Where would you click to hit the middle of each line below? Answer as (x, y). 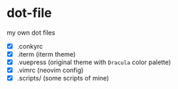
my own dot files (31, 32)
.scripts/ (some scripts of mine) (63, 78)
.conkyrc (30, 46)
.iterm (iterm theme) (46, 54)
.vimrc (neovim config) (50, 70)
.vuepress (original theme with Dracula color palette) (94, 62)
